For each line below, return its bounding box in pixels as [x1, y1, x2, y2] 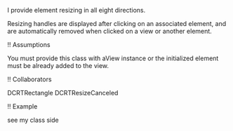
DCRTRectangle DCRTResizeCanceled [7, 89, 119, 97]
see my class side [7, 116, 59, 124]
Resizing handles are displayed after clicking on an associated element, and [7, 20, 227, 27]
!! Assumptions [7, 41, 51, 48]
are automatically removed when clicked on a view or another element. [7, 27, 212, 35]
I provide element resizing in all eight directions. [7, 6, 146, 14]
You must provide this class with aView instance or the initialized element [7, 54, 219, 62]
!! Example [7, 102, 38, 111]
